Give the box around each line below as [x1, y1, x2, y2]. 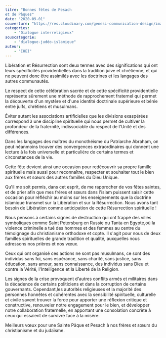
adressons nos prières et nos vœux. [5, 241, 79, 246]
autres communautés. [5, 78, 49, 84]
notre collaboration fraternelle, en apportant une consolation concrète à [5, 307, 151, 313]
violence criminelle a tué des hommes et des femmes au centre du [5, 225, 141, 231]
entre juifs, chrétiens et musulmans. [5, 103, 78, 109]
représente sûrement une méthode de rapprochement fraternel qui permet [5, 93, 157, 99]
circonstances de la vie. [5, 154, 54, 160]
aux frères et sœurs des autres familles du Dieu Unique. [5, 174, 119, 180]
